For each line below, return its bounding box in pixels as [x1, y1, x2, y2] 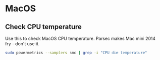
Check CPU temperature [5, 23, 82, 31]
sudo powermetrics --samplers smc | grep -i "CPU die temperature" [5, 50, 148, 55]
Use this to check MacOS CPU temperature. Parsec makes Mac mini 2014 [5, 35, 156, 41]
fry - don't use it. [5, 41, 40, 47]
